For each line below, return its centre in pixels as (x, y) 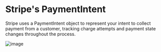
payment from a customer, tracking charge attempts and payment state (81, 28)
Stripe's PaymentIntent (56, 9)
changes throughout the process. (41, 34)
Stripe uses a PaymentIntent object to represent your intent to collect (78, 23)
